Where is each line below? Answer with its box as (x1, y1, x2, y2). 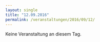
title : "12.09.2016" (5, 12, 50, 17)
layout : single (5, 7, 38, 13)
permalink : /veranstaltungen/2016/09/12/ (5, 17, 95, 22)
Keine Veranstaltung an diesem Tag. (5, 31, 82, 37)
